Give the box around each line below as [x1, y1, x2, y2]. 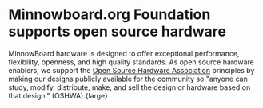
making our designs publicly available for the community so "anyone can [8, 74, 248, 83]
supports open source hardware [8, 22, 226, 40]
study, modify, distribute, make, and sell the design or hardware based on [8, 82, 251, 92]
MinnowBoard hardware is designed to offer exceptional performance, [8, 48, 240, 58]
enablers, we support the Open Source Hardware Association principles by [8, 65, 255, 75]
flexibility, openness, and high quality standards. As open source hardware [8, 57, 254, 67]
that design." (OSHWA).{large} [8, 91, 108, 100]
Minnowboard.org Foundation [8, 6, 211, 24]
